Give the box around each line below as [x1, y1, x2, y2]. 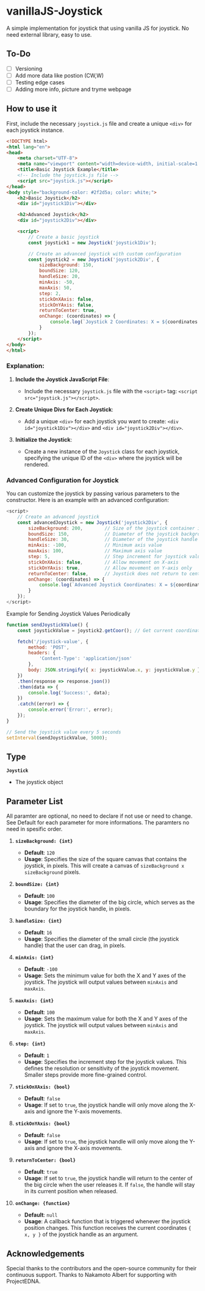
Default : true [24, 1168, 58, 1176]
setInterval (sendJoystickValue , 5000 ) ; [6, 735, 108, 741]
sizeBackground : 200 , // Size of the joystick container [28, 525, 195, 531]
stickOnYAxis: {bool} [15, 1121, 70, 1127]
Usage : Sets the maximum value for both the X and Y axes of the [24, 1015, 188, 1022]
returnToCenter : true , [38, 307, 97, 314]
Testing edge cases [15, 78, 65, 86]
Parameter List [6, 796, 63, 807]
